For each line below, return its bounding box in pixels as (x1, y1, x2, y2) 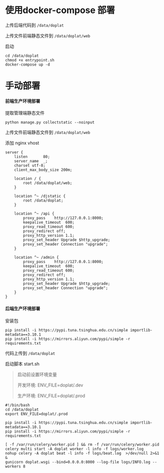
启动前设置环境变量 (17, 371, 57, 377)
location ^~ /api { (14, 211, 55, 216)
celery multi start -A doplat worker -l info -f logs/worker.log (5, 446, 144, 451)
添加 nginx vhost (5, 140, 39, 146)
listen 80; (14, 154, 50, 159)
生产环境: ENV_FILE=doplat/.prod (17, 392, 86, 398)
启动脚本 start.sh (5, 360, 40, 366)
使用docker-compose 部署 (5, 4, 116, 16)
